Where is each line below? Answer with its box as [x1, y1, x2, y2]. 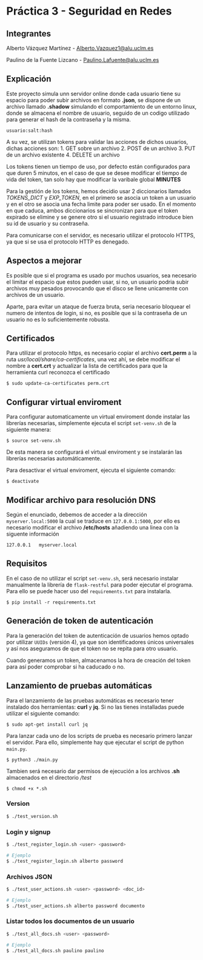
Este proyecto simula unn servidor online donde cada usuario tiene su [6, 90, 181, 97]
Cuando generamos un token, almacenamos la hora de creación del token [6, 656, 191, 664]
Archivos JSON [6, 873, 53, 881]
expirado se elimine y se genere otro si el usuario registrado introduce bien [6, 213, 194, 220]
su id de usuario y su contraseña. [6, 220, 90, 227]
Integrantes [6, 29, 52, 39]
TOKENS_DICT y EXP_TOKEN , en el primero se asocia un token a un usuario [6, 194, 196, 201]
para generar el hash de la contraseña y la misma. [6, 115, 131, 123]
